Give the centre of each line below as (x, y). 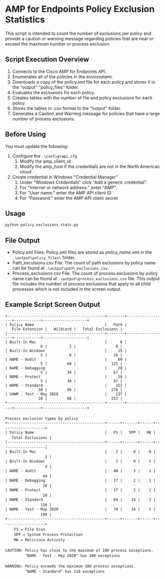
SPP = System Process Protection (48, 534)
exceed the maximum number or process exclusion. (58, 44)
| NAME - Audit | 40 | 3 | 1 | (80, 471)
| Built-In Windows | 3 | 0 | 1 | (80, 461)
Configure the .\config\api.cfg (45, 156)
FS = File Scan (30, 529)
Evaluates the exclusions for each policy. (54, 92)
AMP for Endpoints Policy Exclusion (80, 9)
